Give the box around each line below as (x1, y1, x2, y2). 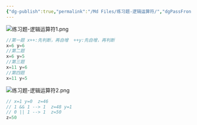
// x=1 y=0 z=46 (6, 98, 49, 104)
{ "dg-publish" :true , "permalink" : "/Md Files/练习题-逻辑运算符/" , (6, 8, 163, 15)
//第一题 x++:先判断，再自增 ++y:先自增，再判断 (6, 37, 115, 43)
